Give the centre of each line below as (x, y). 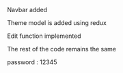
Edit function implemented (44, 36)
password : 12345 (32, 62)
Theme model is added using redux (57, 23)
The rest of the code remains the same (62, 49)
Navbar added (27, 10)
